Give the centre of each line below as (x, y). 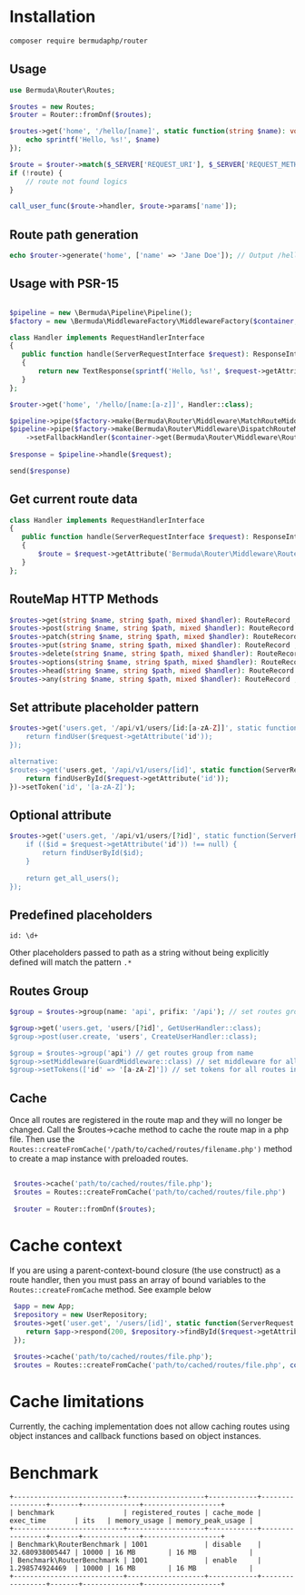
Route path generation (74, 235)
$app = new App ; (44, 1306)
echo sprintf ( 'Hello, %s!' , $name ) (93, 140)
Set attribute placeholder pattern (104, 707)
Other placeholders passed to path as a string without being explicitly (139, 953)
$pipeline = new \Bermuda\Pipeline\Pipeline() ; (101, 312)
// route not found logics (77, 182)
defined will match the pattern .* (71, 962)
